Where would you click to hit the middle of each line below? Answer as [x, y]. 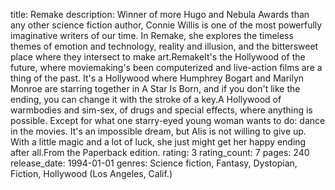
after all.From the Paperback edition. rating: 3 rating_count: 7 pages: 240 [160, 152]
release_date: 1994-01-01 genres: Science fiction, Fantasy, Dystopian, [154, 163]
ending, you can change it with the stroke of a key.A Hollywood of [146, 99]
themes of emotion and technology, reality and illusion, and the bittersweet [164, 46]
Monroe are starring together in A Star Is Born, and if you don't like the [155, 88]
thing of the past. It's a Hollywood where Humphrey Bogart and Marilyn [157, 78]
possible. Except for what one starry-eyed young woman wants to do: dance [168, 120]
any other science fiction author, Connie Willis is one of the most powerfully [166, 25]
